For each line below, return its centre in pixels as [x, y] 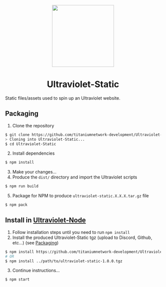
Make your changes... [34, 172]
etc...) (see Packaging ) [35, 242]
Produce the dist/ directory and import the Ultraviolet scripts [75, 177]
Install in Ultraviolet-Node [46, 220]
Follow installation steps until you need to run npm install [71, 232]
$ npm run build [22, 186]
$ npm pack [16, 205]
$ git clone [17, 135]
